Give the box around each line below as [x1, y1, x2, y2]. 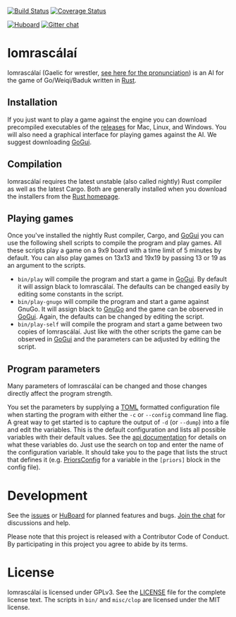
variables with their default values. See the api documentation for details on [7, 433, 227, 442]
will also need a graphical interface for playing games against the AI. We [7, 130, 217, 139]
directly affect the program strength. [7, 389, 113, 398]
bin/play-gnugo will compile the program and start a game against [17, 298, 209, 306]
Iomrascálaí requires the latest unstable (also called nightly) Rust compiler [7, 177, 222, 185]
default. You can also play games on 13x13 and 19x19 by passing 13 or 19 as [7, 254, 227, 262]
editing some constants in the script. [17, 290, 124, 298]
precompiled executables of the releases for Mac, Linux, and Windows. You [7, 122, 227, 131]
